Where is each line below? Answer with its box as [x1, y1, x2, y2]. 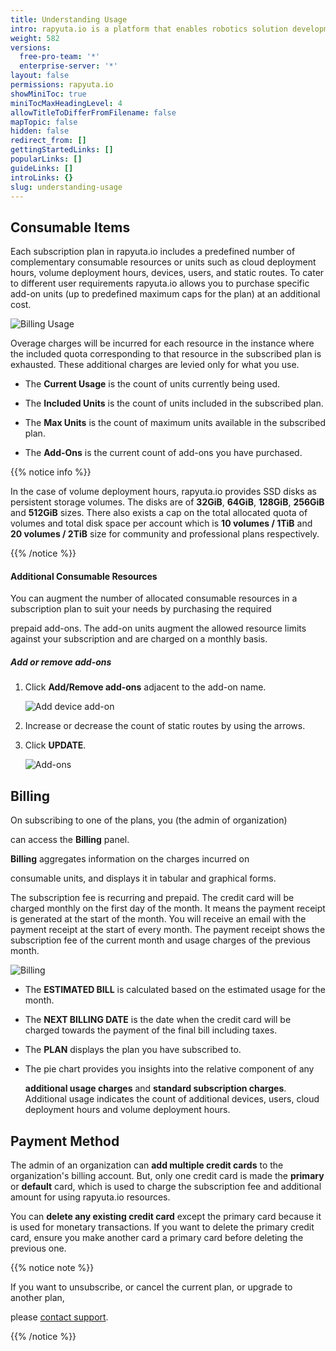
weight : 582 [10, 33, 60, 43]
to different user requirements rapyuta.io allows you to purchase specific [10, 277, 310, 290]
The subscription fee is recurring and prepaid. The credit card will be [10, 892, 295, 904]
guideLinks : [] [10, 163, 74, 173]
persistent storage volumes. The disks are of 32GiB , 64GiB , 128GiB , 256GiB [10, 496, 325, 508]
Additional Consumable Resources [10, 570, 158, 582]
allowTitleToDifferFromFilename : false [10, 107, 177, 118]
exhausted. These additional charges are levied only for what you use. [10, 359, 300, 371]
